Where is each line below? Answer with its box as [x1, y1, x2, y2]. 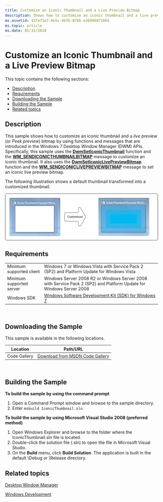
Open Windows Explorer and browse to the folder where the [12, 429, 132, 435]
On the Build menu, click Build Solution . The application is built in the [12, 450, 151, 456]
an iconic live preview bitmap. [5, 169, 65, 175]
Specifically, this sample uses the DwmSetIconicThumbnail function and [5, 148, 151, 154]
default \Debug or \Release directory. [12, 455, 86, 461]
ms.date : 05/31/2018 [5, 28, 47, 33]
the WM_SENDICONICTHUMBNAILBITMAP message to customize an [5, 153, 145, 160]
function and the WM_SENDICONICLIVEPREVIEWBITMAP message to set [5, 164, 154, 170]
